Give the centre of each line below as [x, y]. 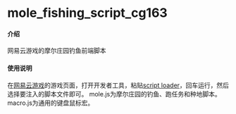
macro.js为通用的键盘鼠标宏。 [51, 103]
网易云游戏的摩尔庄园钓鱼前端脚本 [57, 51]
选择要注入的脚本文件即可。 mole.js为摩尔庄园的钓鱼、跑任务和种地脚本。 [114, 94]
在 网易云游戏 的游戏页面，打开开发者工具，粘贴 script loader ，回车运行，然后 [118, 85]
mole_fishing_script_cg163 [87, 13]
